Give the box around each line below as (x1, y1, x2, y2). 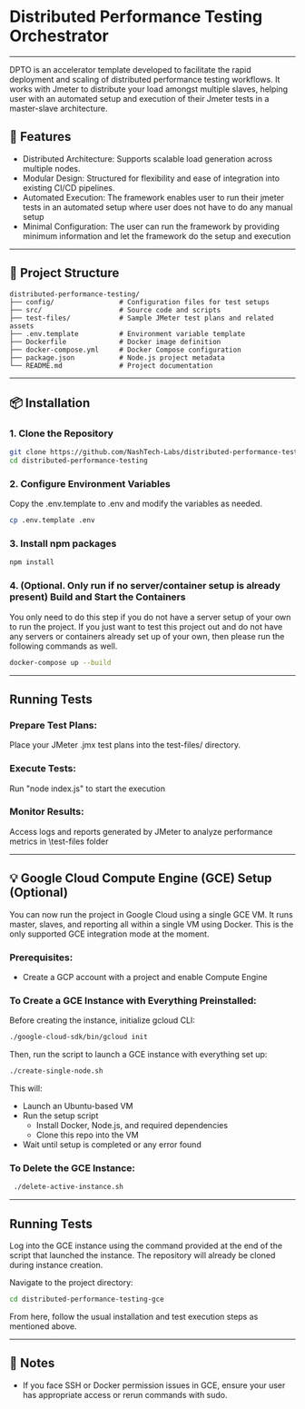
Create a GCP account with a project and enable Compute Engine (22, 971, 268, 982)
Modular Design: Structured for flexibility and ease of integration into (22, 173, 280, 184)
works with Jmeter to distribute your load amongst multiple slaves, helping (9, 84, 289, 94)
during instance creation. (9, 1259, 103, 1270)
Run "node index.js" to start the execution (9, 783, 166, 794)
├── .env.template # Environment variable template (9, 329, 246, 338)
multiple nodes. (22, 163, 81, 174)
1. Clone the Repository (9, 427, 113, 440)
